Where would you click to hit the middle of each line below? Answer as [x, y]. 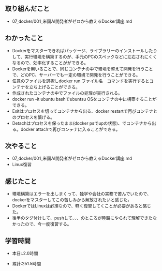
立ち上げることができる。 [54, 87]
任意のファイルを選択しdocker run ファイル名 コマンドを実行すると [81, 81]
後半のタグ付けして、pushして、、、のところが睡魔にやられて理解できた [82, 218]
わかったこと [24, 38]
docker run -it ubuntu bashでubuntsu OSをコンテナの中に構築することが [84, 99]
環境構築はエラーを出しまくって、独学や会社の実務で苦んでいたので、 [81, 194]
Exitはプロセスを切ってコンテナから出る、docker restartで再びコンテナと [85, 111]
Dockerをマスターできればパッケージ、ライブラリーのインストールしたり [85, 50]
